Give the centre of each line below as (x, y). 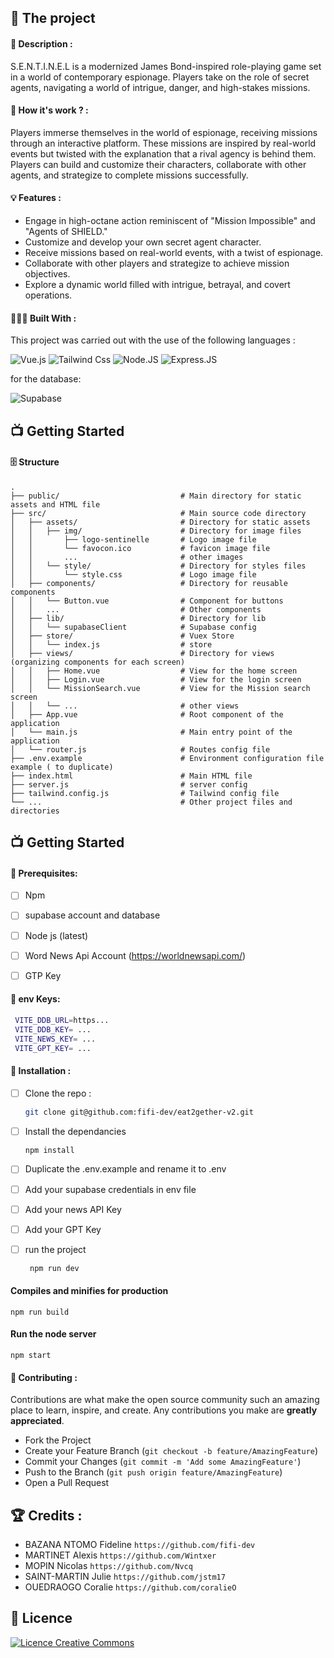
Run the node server (53, 1334)
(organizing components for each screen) (98, 662)
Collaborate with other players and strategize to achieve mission (157, 263)
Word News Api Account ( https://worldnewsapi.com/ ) (135, 955)
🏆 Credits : (46, 1515)
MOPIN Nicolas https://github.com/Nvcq (108, 1566)
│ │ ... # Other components (136, 609)
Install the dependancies (75, 1131)
